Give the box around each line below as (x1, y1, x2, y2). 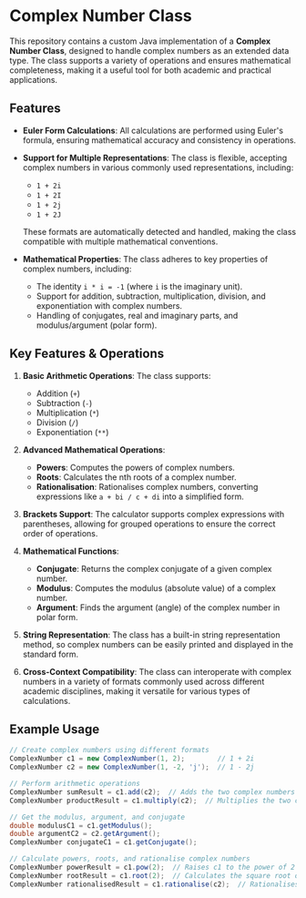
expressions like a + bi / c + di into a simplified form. (36, 491, 244, 502)
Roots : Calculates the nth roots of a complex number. (36, 471, 237, 483)
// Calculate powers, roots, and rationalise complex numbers (9, 854, 250, 863)
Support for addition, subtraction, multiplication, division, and (36, 291, 266, 301)
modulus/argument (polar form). (36, 320, 158, 331)
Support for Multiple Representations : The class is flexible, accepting (22, 152, 288, 163)
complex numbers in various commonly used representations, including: (22, 161, 294, 173)
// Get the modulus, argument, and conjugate (9, 812, 185, 821)
